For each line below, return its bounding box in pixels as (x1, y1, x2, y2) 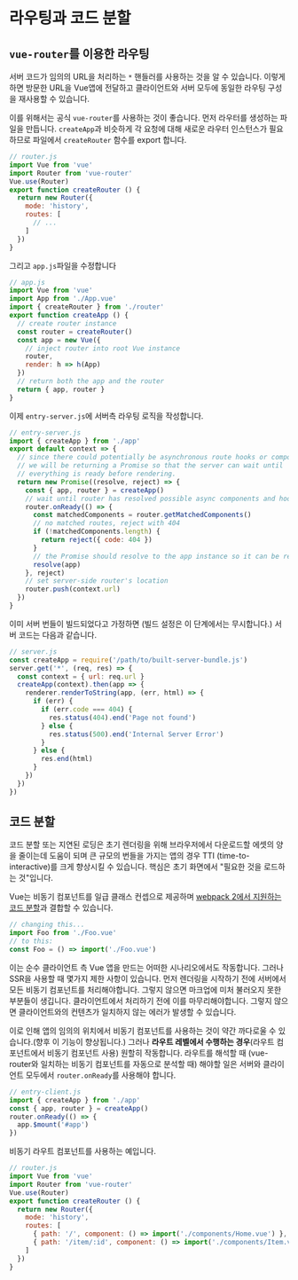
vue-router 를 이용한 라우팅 (9, 46, 150, 61)
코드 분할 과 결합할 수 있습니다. (9, 902, 114, 914)
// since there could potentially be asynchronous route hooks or (17, 453, 268, 462)
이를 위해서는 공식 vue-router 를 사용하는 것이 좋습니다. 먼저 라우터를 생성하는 (9, 113, 278, 122)
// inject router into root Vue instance (25, 343, 180, 353)
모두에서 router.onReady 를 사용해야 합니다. (25, 1070, 176, 1080)
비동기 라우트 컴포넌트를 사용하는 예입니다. (9, 1146, 157, 1157)
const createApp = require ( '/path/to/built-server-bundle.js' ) (9, 656, 248, 664)
